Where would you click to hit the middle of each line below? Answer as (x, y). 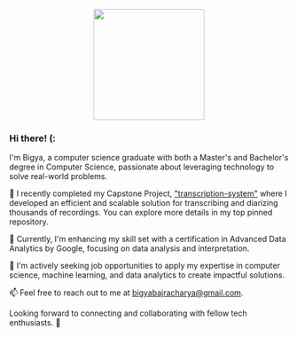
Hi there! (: (32, 138)
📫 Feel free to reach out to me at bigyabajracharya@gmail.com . (126, 293)
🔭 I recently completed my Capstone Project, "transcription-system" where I (148, 193)
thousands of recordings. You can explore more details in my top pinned (141, 213)
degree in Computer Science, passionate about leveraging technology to (142, 167)
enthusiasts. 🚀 (35, 323)
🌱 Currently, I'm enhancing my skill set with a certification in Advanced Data (148, 239)
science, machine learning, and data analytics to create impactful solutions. (147, 275)
